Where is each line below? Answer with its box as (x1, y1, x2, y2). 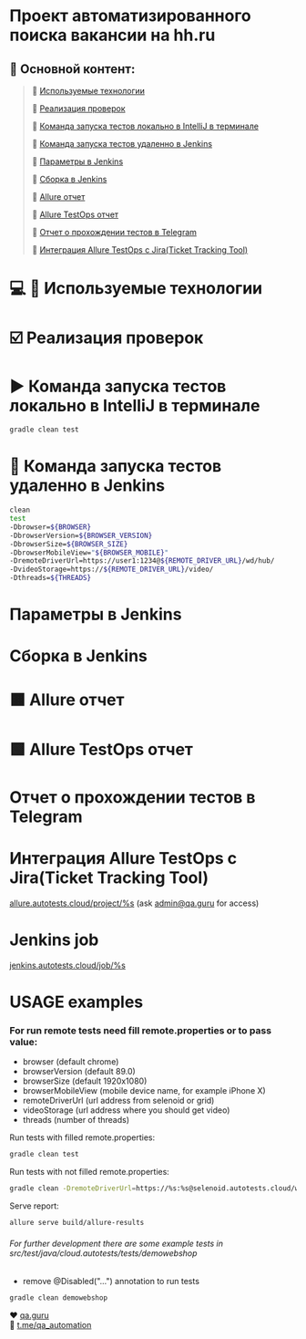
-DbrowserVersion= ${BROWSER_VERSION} (9, 531, 153, 540)
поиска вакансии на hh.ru (9, 25, 216, 46)
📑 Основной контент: (9, 61, 136, 77)
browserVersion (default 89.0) (22, 1066, 137, 1077)
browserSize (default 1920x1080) (22, 1075, 148, 1086)
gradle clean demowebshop (9, 1293, 107, 1303)
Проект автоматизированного (9, 5, 252, 26)
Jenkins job (9, 929, 99, 950)
